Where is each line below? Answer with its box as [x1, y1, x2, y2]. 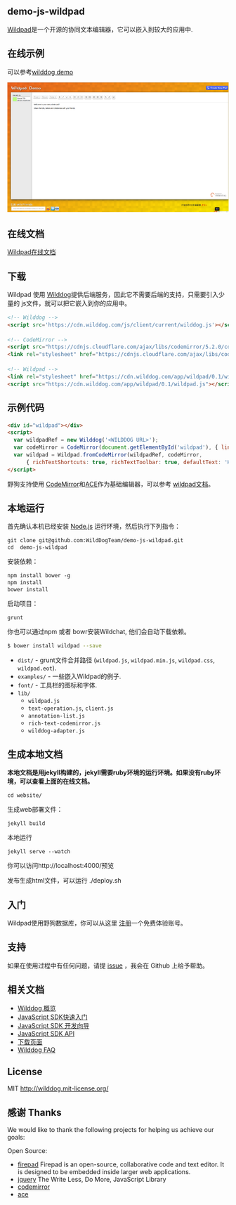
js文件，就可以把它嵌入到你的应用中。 [20, 298, 131, 308]
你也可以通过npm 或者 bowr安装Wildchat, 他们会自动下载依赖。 [7, 628, 191, 636]
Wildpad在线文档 [7, 248, 56, 256]
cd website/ [7, 792, 42, 799]
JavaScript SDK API [17, 1029, 75, 1038]
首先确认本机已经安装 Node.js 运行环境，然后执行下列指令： [7, 522, 181, 531]
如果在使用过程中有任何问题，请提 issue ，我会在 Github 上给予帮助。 [7, 961, 209, 970]
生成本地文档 [7, 748, 63, 760]
